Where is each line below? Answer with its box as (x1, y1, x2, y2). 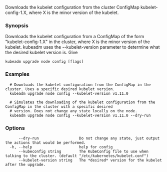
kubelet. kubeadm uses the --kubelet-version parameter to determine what (5, 44, 160, 50)
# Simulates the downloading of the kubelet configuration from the (9, 100, 155, 105)
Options (5, 124, 25, 131)
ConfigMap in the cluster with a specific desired (5, 104, 113, 109)
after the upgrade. (5, 162, 46, 167)
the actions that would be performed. (5, 140, 86, 145)
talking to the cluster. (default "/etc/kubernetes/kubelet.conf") (5, 153, 149, 158)
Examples (5, 71, 30, 78)
